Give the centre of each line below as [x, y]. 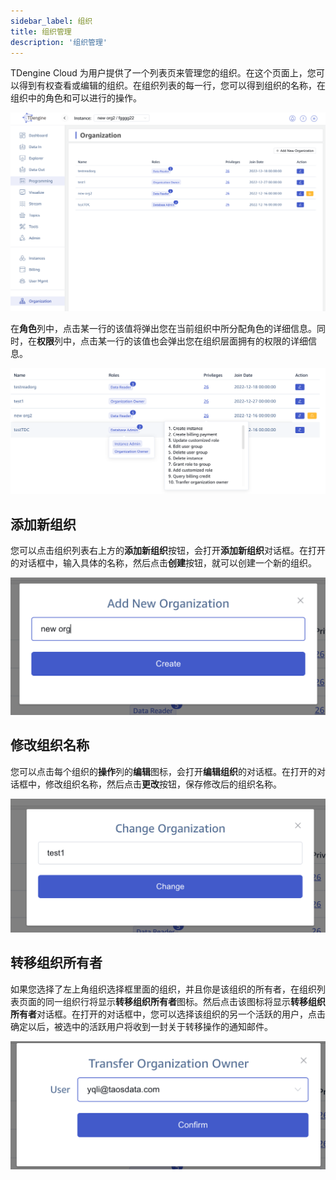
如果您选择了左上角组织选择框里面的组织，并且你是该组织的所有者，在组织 [163, 989]
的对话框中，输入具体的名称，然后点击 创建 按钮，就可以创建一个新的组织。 [163, 562]
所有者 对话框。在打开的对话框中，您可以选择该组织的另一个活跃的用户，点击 [168, 1014]
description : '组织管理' [59, 42]
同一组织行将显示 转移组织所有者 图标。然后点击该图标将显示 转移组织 [185, 1001]
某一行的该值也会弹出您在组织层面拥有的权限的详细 [202, 341]
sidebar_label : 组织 [51, 21]
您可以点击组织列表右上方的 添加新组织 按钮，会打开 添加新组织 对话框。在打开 [168, 550]
